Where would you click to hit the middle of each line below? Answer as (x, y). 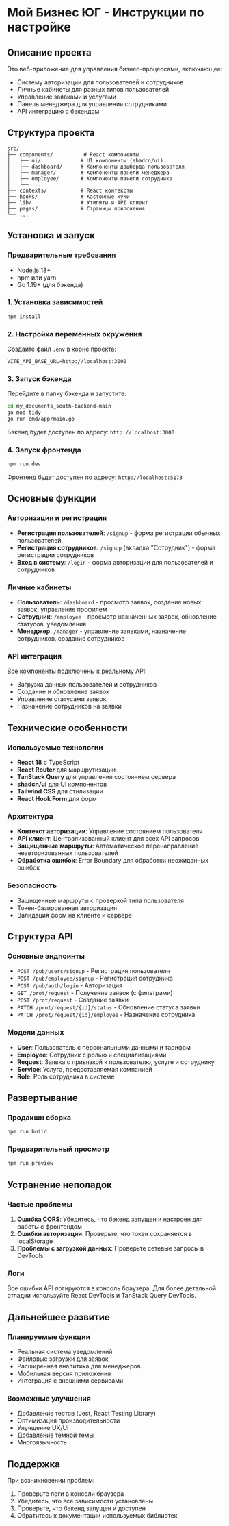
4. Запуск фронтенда (44, 450)
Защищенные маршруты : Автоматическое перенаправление (108, 846)
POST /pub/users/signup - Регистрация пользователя (93, 971)
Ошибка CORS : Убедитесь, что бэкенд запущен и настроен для (110, 1219)
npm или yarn (37, 277)
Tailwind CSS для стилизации (60, 791)
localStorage (35, 1241)
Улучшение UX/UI (43, 1428)
